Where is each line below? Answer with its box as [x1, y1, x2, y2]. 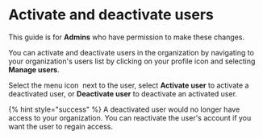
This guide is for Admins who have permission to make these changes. [8, 32, 244, 42]
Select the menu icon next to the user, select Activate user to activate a [8, 80, 249, 90]
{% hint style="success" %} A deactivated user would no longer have [8, 104, 240, 114]
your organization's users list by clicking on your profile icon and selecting [8, 56, 256, 66]
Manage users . [8, 64, 61, 74]
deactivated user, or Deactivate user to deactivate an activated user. [8, 88, 238, 98]
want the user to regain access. [8, 121, 113, 131]
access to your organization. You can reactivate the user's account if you [8, 112, 252, 122]
